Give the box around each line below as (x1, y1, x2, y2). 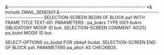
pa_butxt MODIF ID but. (5, 30, 53, 36)
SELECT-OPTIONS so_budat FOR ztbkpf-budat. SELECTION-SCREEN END (5, 39, 156, 45)
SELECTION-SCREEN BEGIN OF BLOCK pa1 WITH (44, 15, 145, 20)
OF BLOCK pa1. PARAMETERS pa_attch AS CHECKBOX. (5, 45, 118, 50)
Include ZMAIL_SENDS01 (5, 9, 56, 15)
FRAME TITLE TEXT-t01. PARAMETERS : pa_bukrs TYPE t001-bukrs (5, 19, 142, 25)
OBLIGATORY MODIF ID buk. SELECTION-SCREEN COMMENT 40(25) (5, 25, 147, 31)
